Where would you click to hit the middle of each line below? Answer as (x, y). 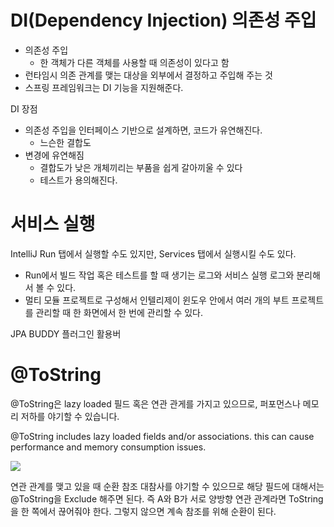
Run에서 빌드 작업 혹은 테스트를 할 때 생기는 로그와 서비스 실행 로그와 (159, 275)
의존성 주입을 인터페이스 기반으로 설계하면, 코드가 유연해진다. (143, 130)
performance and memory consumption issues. (108, 447)
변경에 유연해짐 (54, 155)
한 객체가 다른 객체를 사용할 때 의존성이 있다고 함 (134, 62)
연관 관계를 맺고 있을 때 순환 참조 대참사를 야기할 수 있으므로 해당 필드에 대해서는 (167, 486)
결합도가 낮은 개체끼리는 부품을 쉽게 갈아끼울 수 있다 (141, 167)
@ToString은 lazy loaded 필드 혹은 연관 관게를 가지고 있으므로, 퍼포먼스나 (155, 403)
